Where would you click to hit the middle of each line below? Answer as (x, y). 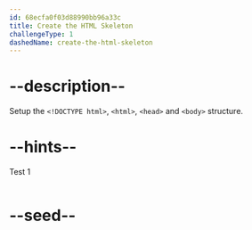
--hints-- (43, 147)
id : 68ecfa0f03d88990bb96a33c (65, 17)
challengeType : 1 (41, 34)
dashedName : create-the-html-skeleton (81, 42)
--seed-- (43, 216)
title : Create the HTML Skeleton (71, 26)
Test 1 (20, 172)
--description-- (68, 86)
